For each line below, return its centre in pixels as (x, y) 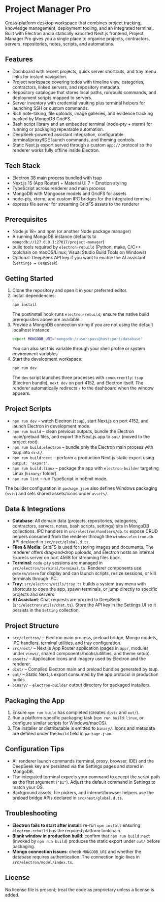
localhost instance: (31, 330)
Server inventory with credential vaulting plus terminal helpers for (79, 103)
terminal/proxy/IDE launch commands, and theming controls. (74, 140)
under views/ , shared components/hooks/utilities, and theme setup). (82, 654)
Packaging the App (35, 700)
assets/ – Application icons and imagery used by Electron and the (79, 659)
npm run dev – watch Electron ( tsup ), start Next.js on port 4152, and (80, 421)
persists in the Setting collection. (46, 610)
